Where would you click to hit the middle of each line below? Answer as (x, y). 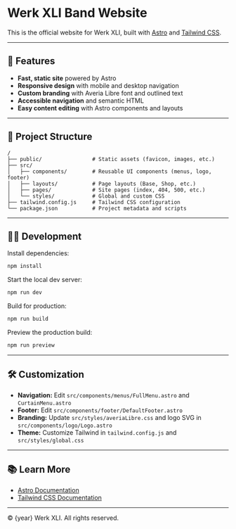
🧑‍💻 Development (45, 236)
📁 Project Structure (50, 137)
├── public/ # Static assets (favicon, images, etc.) (111, 159)
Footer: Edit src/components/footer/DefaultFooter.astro (100, 410)
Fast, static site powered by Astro (67, 78)
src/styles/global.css (51, 440)
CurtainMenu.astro (44, 403)
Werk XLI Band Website (77, 13)
